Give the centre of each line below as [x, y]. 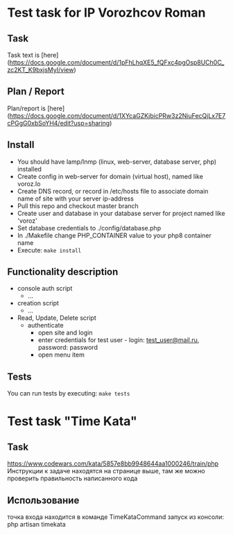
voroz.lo [29, 184]
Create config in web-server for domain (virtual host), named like [110, 176]
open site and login [65, 333]
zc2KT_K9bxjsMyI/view [41, 70]
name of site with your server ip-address [75, 198]
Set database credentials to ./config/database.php [89, 228]
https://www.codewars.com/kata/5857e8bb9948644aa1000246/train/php [113, 464]
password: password [68, 348]
